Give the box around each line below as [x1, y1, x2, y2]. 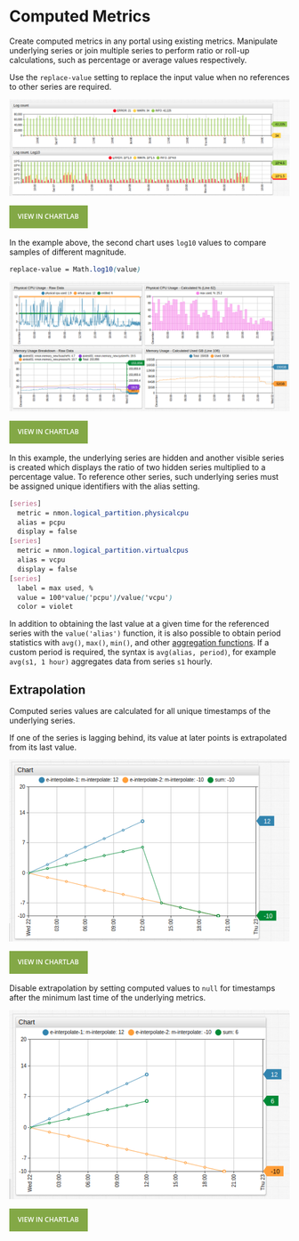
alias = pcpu [17, 518, 66, 527]
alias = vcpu [17, 556, 66, 564]
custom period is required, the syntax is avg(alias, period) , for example [9, 647, 277, 658]
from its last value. [9, 742, 77, 753]
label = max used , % [17, 583, 93, 593]
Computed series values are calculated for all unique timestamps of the [9, 706, 271, 717]
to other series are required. [9, 81, 112, 92]
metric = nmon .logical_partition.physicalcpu [17, 508, 190, 517]
